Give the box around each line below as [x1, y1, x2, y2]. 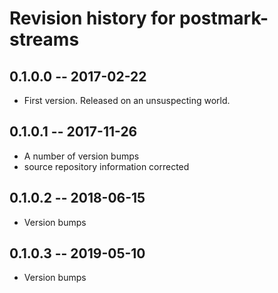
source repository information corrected [23, 160, 190, 172]
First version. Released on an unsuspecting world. [23, 95, 231, 106]
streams [9, 28, 80, 51]
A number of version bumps [23, 150, 140, 162]
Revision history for [9, 7, 176, 30]
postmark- [179, 7, 269, 30]
